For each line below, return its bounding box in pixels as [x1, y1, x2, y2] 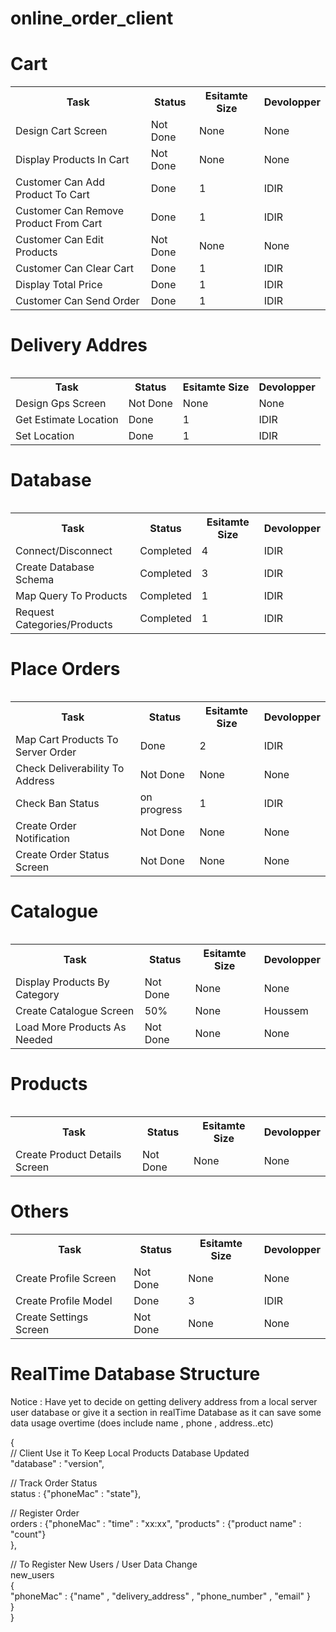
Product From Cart [15, 217, 103, 231]
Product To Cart [15, 188, 90, 202]
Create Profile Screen [15, 1271, 117, 1285]
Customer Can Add [15, 175, 105, 189]
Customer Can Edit [15, 233, 104, 247]
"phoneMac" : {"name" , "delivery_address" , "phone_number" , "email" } [10, 1590, 311, 1602]
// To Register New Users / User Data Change [10, 1558, 198, 1570]
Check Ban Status [15, 796, 100, 810]
